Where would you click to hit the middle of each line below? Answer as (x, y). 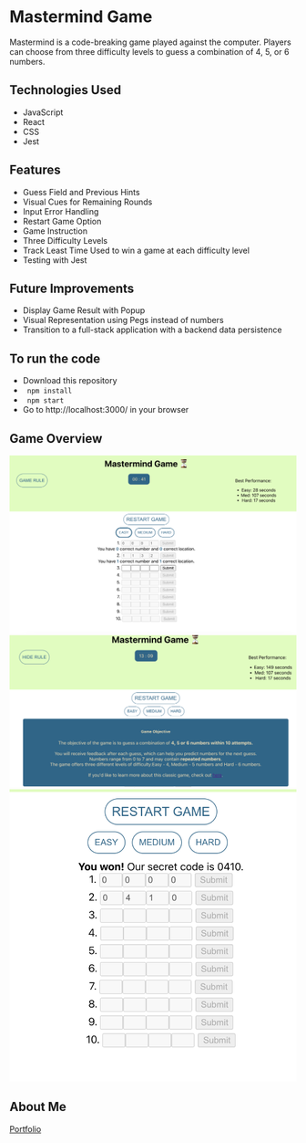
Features (35, 170)
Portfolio (25, 1128)
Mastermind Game (81, 17)
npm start (46, 401)
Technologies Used (65, 90)
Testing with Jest (55, 260)
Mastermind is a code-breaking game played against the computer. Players (150, 42)
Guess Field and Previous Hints (81, 192)
